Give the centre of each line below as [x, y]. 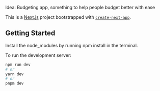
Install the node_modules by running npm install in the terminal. [72, 45]
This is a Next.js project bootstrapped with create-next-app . [68, 17]
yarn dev [15, 74]
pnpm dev [15, 83]
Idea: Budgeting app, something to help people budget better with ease [80, 7]
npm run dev [18, 65]
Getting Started [30, 33]
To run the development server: [38, 55]
